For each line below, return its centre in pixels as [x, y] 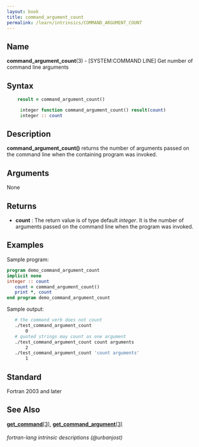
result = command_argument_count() [61, 99]
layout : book [23, 12]
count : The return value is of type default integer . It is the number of [99, 220]
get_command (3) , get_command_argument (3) [65, 424]
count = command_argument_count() [57, 287]
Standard [24, 377]
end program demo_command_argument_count [59, 298]
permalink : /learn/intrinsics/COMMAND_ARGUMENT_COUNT [75, 22]
